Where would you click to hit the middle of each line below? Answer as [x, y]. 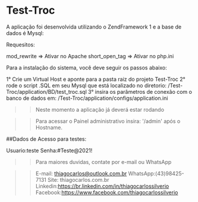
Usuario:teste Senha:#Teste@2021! [49, 150]
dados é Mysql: [25, 33]
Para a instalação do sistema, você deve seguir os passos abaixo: [87, 67]
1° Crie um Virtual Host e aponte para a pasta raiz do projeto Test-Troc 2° [96, 79]
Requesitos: [21, 45]
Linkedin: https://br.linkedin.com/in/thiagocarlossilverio [102, 186]
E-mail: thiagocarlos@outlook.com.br [81, 173]
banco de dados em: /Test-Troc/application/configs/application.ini [87, 98]
